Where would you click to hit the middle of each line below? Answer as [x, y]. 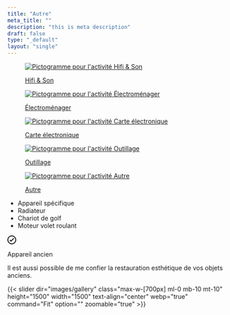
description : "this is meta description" [69, 27]
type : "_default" [33, 40]
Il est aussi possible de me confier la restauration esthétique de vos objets [115, 268]
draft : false [26, 33]
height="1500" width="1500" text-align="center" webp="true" [98, 296]
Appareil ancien [30, 254]
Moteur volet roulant [47, 226]
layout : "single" [33, 47]
